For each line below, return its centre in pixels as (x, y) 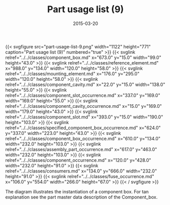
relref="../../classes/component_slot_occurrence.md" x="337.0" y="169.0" (83, 95)
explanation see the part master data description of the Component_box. (81, 197)
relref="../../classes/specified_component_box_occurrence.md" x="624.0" (83, 128)
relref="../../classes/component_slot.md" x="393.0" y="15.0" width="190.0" (84, 117)
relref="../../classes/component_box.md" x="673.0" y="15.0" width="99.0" (83, 57)
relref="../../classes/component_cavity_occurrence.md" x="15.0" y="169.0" (83, 106)
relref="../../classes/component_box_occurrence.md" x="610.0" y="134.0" (83, 138)
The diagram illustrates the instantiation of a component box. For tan (77, 191)
